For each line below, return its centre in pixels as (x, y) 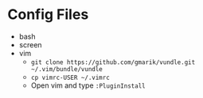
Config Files (48, 15)
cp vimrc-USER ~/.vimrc (70, 77)
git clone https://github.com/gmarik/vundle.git (113, 62)
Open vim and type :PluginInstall (88, 85)
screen (30, 44)
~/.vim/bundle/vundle (66, 69)
